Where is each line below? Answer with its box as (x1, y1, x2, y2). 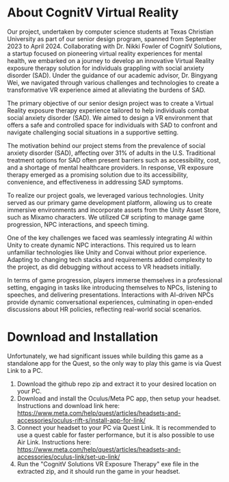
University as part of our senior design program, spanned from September (7, 34, 217, 43)
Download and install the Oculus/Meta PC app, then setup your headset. (16, 394, 221, 402)
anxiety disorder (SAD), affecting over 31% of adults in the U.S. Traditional (7, 149, 216, 157)
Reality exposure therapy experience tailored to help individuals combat (7, 106, 210, 115)
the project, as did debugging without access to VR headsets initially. (7, 263, 202, 271)
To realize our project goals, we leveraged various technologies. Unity (7, 191, 204, 200)
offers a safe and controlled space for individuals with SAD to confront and (7, 121, 217, 129)
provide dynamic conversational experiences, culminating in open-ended (7, 298, 213, 306)
